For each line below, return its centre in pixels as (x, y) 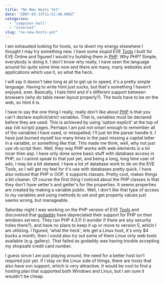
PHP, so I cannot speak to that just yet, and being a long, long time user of (80, 159)
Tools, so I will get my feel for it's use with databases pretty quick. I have (78, 169)
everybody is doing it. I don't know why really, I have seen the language (77, 62)
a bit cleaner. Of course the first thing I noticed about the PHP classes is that (82, 179)
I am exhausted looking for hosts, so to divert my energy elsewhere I (74, 46)
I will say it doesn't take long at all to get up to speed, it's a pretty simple (78, 82)
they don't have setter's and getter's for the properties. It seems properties (81, 185)
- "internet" (23, 28)
